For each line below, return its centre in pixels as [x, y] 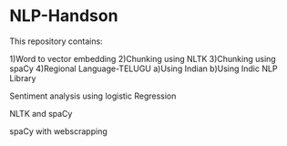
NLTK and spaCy [41, 113]
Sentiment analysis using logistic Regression [93, 96]
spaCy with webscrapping [58, 131]
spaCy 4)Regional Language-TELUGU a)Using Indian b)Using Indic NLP [143, 68]
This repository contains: [56, 41]
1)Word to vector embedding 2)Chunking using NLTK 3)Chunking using [143, 58]
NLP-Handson [64, 16]
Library [23, 78]
